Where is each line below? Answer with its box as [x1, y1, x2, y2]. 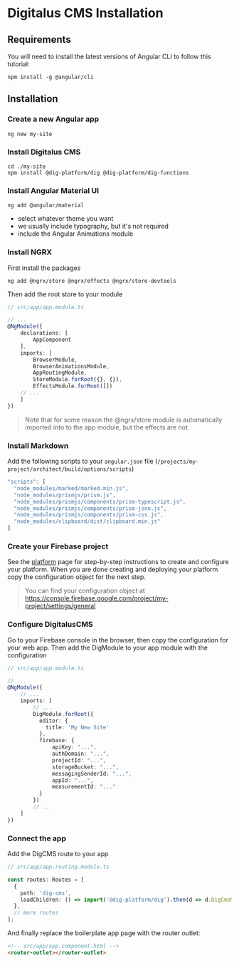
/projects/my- [157, 458, 199, 465]
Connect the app [7, 833, 66, 843]
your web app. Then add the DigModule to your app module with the [7, 643, 208, 652]
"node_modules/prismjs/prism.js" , [14, 491, 116, 499]
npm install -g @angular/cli [7, 73, 94, 80]
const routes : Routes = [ [7, 876, 84, 883]
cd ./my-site [7, 162, 46, 170]
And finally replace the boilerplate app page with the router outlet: [7, 929, 201, 937]
